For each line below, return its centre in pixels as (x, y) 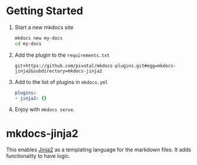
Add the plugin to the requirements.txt (62, 55)
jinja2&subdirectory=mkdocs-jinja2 (58, 71)
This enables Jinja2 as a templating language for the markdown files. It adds (99, 150)
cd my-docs (28, 43)
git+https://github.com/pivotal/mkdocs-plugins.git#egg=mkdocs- (95, 66)
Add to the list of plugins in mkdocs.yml (61, 82)
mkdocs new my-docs (39, 38)
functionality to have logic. (38, 156)
